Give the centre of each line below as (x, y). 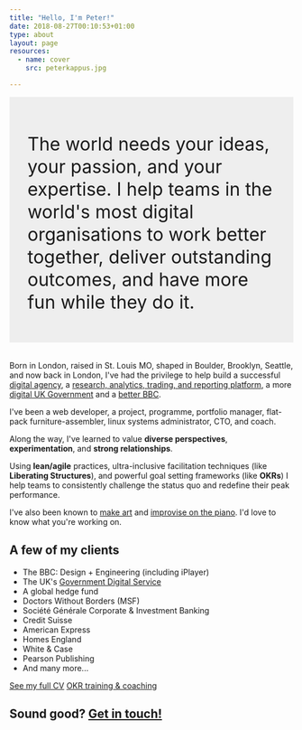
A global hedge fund (60, 591)
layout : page (34, 43)
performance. (35, 495)
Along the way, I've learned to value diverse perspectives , (119, 439)
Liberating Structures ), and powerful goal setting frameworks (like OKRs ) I (149, 476)
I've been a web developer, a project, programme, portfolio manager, (137, 412)
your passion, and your (125, 166)
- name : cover (44, 60)
